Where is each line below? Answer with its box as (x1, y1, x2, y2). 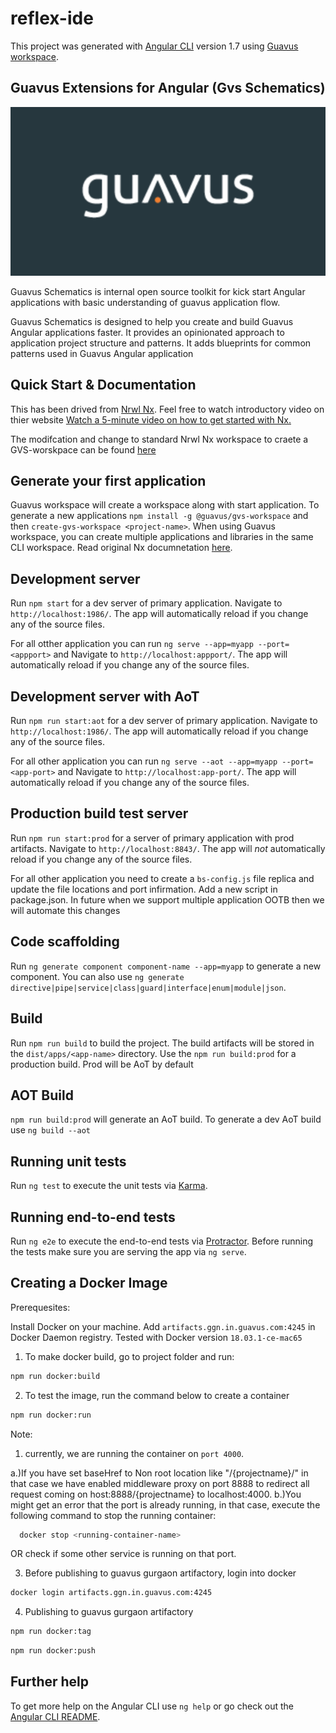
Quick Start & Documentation (10, 377, 197, 394)
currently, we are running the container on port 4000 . (24, 1447, 245, 1459)
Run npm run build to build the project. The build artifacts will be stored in (10, 1037, 315, 1049)
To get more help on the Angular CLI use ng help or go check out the (10, 1700, 294, 1712)
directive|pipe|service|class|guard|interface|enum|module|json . (10, 981, 287, 993)
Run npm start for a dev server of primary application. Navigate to (10, 597, 283, 609)
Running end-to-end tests (10, 1208, 176, 1226)
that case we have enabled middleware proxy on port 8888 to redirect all (10, 1477, 310, 1489)
